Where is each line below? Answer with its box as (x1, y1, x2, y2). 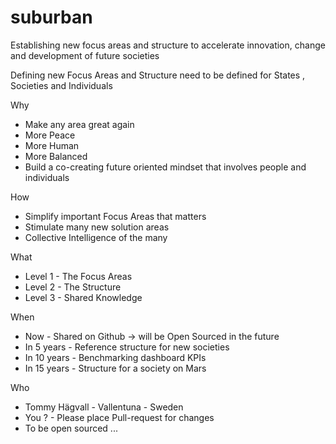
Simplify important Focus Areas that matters (24, 210, 207, 222)
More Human (24, 139, 80, 151)
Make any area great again (24, 118, 135, 130)
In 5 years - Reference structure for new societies (24, 341, 230, 353)
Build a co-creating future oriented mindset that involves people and (24, 161, 307, 173)
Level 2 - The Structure (24, 281, 122, 293)
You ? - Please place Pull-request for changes (24, 411, 215, 423)
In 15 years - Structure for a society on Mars (24, 362, 207, 374)
